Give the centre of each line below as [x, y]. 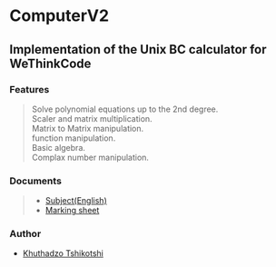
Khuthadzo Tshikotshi [63, 253]
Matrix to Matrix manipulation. [88, 128]
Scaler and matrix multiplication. [92, 118]
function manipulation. [74, 138]
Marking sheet [72, 211]
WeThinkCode [50, 63]
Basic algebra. [59, 147]
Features [30, 89]
